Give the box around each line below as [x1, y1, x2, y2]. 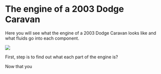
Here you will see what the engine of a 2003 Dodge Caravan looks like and [5, 30, 156, 36]
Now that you [5, 63, 32, 69]
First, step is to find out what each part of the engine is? [5, 54, 118, 60]
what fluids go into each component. [5, 35, 80, 41]
